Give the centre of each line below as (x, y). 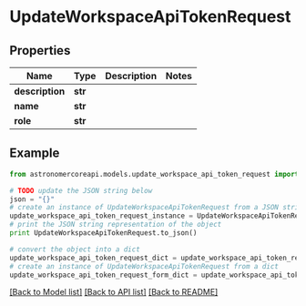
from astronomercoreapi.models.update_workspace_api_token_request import (154, 174)
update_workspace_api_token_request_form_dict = (103, 275)
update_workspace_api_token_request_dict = (93, 258)
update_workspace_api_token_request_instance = (102, 216)
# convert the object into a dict (75, 249)
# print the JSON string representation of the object (116, 225)
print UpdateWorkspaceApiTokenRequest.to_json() (103, 233)
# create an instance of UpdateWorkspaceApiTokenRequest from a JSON (144, 208)
